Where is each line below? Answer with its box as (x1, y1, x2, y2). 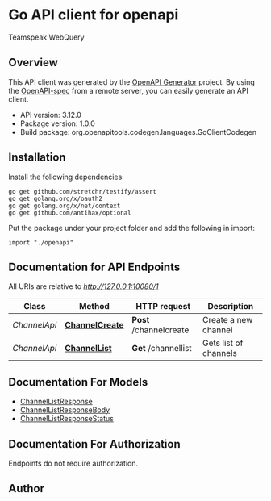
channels (202, 348, 238, 359)
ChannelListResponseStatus (19, 414, 115, 424)
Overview (8, 56, 59, 69)
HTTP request (135, 301, 191, 312)
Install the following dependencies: (8, 172, 125, 182)
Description (207, 301, 254, 312)
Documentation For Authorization (8, 437, 181, 451)
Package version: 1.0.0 (19, 119, 95, 128)
